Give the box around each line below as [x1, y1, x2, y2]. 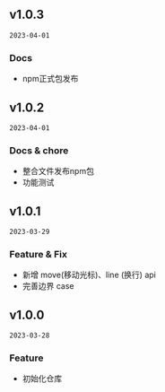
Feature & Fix [9, 248, 67, 260]
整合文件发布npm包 [22, 166, 94, 177]
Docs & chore [9, 144, 69, 156]
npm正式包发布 [22, 74, 79, 84]
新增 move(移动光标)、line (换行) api [22, 269, 157, 281]
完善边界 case [22, 281, 74, 292]
